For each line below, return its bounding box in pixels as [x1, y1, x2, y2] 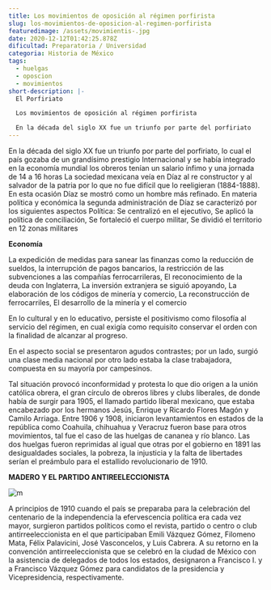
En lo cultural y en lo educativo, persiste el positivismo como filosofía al [8, 313, 247, 323]
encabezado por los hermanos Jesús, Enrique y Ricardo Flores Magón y [8, 405, 249, 414]
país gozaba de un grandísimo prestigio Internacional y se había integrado [8, 155, 256, 164]
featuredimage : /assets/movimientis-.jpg [8, 27, 150, 35]
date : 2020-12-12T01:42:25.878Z [8, 34, 117, 43]
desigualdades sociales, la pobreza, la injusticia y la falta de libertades [8, 448, 243, 457]
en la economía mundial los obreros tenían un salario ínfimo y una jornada [8, 163, 255, 172]
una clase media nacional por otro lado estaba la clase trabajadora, [8, 355, 232, 364]
